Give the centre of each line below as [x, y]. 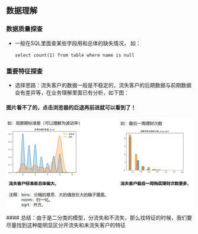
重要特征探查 [25, 71]
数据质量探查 [25, 29]
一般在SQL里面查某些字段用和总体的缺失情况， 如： [78, 43]
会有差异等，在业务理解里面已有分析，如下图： [72, 92]
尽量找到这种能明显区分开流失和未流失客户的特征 [66, 225]
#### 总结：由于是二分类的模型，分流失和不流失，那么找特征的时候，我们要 [99, 217]
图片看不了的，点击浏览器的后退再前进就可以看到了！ [71, 107]
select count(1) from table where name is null [74, 55]
